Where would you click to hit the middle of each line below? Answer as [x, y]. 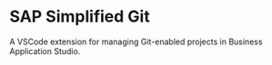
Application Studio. [45, 51]
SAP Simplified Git [80, 17]
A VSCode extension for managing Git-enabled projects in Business [136, 42]
